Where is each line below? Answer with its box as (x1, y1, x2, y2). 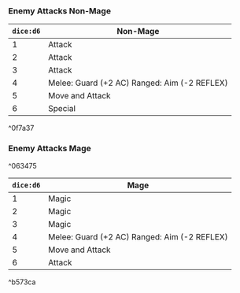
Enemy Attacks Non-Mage (8, 6, 112, 17)
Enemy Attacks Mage (8, 143, 92, 154)
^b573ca (8, 277, 36, 287)
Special (48, 103, 76, 114)
